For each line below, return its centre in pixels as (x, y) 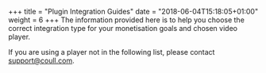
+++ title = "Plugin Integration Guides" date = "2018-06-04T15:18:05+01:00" (133, 12)
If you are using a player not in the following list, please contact (112, 52)
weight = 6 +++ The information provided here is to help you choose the (126, 20)
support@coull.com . (41, 60)
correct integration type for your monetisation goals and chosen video (123, 28)
